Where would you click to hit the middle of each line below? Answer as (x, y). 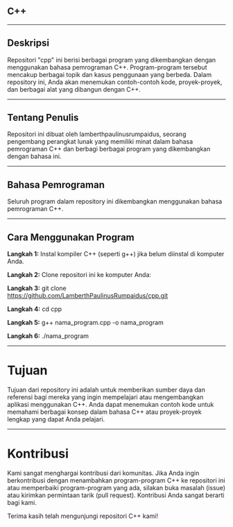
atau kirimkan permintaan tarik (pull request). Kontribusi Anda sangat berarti (116, 495)
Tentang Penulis (43, 118)
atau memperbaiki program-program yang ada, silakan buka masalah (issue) (116, 487)
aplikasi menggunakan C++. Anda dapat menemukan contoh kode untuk (111, 404)
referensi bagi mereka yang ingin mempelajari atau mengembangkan (105, 397)
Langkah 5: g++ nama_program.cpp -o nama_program (86, 323)
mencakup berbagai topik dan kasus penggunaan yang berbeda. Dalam (110, 74)
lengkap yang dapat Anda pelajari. (56, 419)
